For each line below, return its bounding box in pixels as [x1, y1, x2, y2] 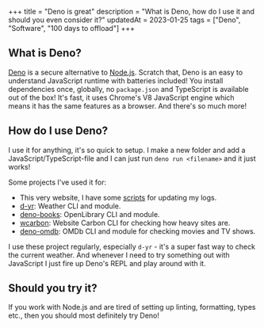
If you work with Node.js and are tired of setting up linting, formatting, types [8, 303, 256, 312]
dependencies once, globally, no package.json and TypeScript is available [8, 84, 249, 93]
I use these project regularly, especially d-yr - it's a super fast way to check [8, 242, 256, 251]
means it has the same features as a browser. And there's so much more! [8, 101, 247, 110]
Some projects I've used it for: [8, 177, 107, 187]
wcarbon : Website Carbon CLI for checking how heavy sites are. [19, 218, 231, 227]
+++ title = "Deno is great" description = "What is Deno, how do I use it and [8, 7, 255, 16]
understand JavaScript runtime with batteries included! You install [8, 75, 224, 86]
